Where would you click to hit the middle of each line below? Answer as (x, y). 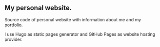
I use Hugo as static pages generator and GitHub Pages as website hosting (80, 34)
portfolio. (14, 25)
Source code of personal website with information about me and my (73, 19)
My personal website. (38, 8)
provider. (14, 39)
